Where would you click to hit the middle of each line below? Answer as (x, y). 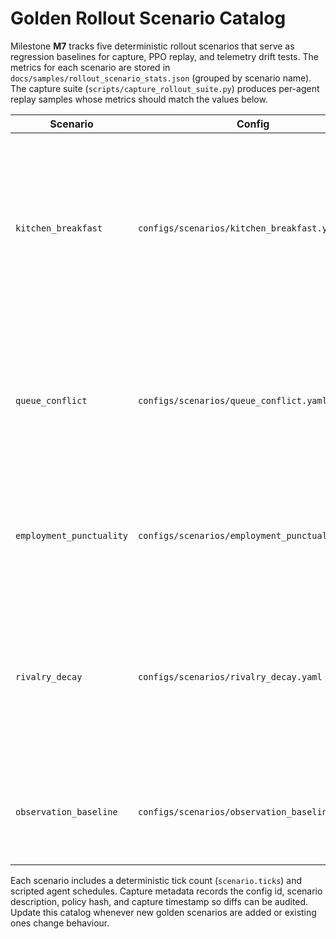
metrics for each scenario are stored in (90, 67)
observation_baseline (66, 811)
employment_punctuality (72, 535)
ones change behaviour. (60, 923)
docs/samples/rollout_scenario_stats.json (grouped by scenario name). (161, 78)
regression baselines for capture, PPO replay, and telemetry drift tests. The (164, 56)
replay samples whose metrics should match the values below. (139, 99)
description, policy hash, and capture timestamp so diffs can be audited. (159, 901)
